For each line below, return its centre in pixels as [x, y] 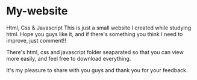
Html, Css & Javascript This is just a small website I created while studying [99, 28]
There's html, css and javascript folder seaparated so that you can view [95, 52]
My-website [37, 11]
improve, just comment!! [36, 40]
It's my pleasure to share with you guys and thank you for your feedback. [97, 70]
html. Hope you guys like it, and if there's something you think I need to [95, 34]
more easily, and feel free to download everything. [69, 58]
